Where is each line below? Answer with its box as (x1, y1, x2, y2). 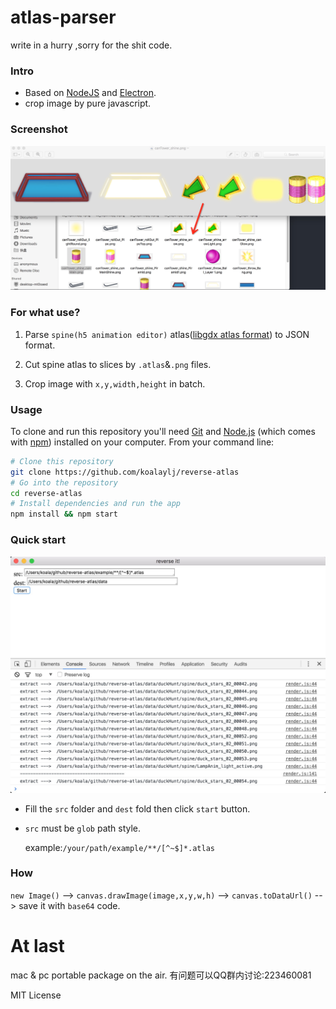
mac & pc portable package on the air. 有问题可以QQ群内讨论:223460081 (10, 969, 312, 981)
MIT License (10, 989, 62, 1001)
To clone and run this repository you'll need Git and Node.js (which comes (10, 425, 316, 437)
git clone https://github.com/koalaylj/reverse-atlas (10, 467, 240, 477)
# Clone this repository (10, 456, 114, 466)
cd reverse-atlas (10, 488, 83, 498)
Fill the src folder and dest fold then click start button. (24, 802, 251, 815)
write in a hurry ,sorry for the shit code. (10, 39, 173, 51)
